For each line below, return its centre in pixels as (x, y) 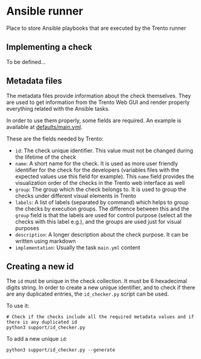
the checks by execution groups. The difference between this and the (102, 209)
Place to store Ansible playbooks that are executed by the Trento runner (96, 28)
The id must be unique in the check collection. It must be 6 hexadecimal (97, 281)
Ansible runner (45, 11)
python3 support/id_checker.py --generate (61, 350)
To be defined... (26, 61)
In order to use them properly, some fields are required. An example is (94, 120)
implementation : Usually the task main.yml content (78, 247)
